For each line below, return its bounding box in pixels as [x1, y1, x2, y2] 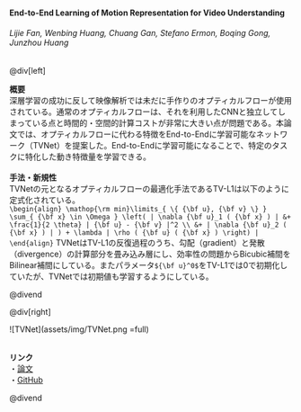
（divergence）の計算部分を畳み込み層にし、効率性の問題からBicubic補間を [9, 248, 291, 259]
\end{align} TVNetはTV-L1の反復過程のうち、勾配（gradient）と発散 [9, 237, 265, 247]
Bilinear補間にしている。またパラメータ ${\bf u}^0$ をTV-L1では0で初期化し [9, 259, 288, 270]
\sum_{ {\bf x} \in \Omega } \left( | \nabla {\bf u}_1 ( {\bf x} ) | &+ [9, 212, 292, 221]
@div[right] [9, 306, 51, 317]
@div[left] [9, 65, 47, 76]
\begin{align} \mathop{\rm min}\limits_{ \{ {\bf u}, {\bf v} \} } [9, 204, 268, 213]
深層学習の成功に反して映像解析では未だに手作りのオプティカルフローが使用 [9, 94, 292, 105]
